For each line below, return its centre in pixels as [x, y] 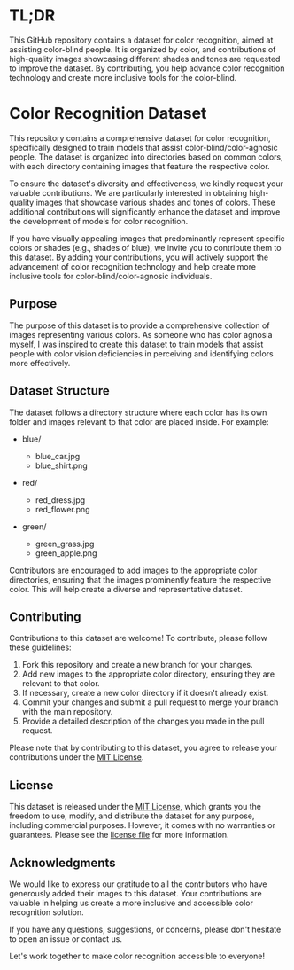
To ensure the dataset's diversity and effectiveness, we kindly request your [146, 184]
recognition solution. [46, 912]
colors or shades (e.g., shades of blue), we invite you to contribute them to [145, 247]
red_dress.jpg [60, 500]
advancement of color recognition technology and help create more [133, 266]
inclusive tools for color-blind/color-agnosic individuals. [111, 276]
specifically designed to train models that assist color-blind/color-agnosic [143, 147]
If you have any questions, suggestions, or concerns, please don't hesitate [145, 929]
